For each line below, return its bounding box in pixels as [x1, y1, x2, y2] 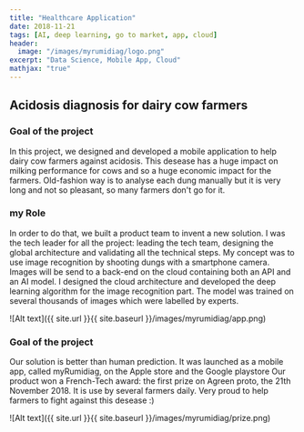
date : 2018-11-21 [9, 22, 76, 31]
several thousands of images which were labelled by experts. [9, 295, 239, 306]
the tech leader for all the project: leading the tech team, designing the [9, 237, 274, 248]
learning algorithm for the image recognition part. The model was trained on [9, 286, 294, 296]
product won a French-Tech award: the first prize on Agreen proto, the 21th [9, 376, 291, 387]
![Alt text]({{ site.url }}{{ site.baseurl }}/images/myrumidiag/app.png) [9, 313, 267, 324]
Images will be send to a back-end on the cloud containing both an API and [9, 266, 291, 277]
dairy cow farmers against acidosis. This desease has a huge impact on [9, 156, 279, 166]
